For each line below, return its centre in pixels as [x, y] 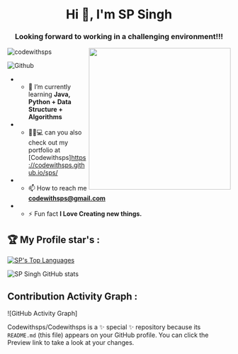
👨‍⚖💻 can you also [55, 132]
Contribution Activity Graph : [73, 296]
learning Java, [49, 94]
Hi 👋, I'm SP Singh [119, 15]
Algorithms [45, 117]
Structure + [45, 110]
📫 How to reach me [57, 188]
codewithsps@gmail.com [67, 198]
